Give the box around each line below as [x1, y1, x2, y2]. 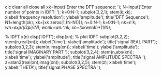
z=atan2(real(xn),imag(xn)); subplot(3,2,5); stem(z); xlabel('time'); [5, 60, 137, 65]
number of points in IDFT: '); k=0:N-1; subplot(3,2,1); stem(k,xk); [5, 9, 132, 15]
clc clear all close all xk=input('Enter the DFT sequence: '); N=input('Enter [5, 4, 152, 10]
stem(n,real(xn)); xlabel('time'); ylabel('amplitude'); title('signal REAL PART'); [5, 39, 157, 45]
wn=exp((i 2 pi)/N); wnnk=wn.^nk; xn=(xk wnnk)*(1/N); [5, 25, 112, 30]
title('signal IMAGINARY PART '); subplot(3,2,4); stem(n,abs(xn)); [5, 49, 134, 55]
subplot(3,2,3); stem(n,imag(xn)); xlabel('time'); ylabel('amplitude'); [5, 44, 139, 50]
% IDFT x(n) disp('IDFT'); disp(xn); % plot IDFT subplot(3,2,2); [5, 34, 129, 39]
